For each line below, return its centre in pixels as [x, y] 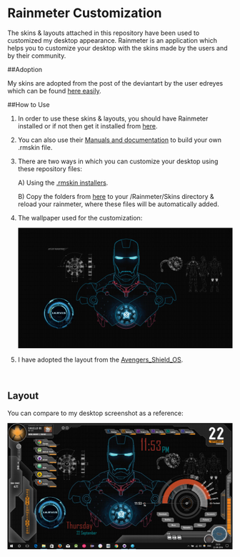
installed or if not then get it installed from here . [88, 126]
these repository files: [50, 168]
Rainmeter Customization [85, 13]
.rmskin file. [35, 147]
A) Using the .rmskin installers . [63, 183]
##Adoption [25, 69]
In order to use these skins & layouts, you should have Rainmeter [113, 118]
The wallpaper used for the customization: [80, 218]
